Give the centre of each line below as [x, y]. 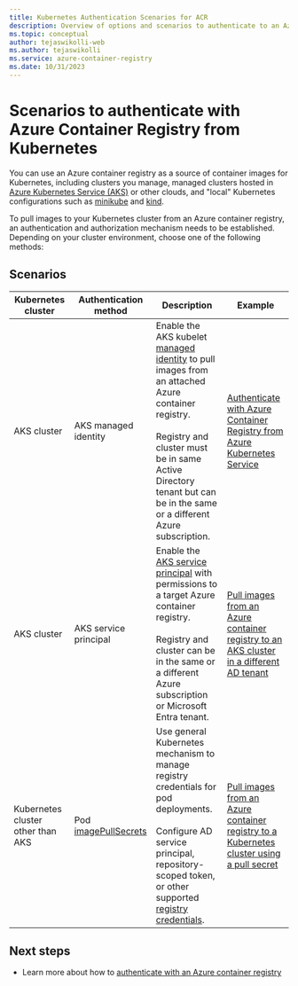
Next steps [40, 951]
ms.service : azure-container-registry [81, 59]
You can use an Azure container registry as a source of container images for [149, 173]
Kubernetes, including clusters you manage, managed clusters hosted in [141, 182]
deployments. [184, 809]
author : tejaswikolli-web [57, 42]
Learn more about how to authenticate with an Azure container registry [152, 973]
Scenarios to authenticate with [125, 111]
